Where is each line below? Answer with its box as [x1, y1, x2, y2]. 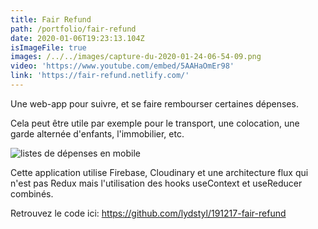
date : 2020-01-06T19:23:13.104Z [10, 33, 145, 43]
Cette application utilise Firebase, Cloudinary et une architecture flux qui [10, 166, 309, 178]
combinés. [10, 187, 54, 200]
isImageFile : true [10, 42, 87, 53]
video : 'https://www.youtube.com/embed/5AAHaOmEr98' [10, 61, 235, 71]
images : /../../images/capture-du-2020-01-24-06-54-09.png [10, 52, 262, 62]
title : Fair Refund [10, 14, 92, 25]
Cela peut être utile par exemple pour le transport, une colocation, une [10, 117, 300, 129]
